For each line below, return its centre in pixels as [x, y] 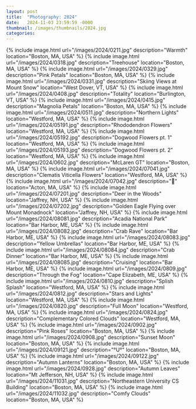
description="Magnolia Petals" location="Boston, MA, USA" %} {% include [96, 106]
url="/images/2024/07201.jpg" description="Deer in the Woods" [84, 194]
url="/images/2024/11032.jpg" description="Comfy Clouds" [78, 394]
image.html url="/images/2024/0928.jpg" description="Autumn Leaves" [93, 368]
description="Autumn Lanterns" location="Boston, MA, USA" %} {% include [98, 363]
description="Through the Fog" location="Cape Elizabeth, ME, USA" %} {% [97, 275]
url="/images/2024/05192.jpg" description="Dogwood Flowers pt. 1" [89, 138]
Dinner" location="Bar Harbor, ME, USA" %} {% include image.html [87, 256]
